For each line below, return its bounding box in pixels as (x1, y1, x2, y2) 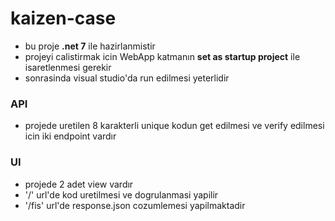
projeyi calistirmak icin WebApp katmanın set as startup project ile (24, 50, 301, 62)
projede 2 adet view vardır (24, 178, 134, 190)
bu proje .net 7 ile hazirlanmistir (24, 40, 156, 52)
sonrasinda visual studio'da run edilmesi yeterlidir (24, 72, 230, 84)
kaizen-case (10, 7, 117, 30)
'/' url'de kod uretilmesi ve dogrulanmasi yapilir (24, 188, 219, 201)
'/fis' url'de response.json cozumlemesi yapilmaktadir (24, 199, 246, 211)
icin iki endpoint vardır (24, 130, 117, 142)
